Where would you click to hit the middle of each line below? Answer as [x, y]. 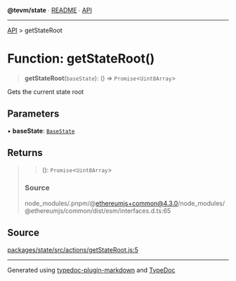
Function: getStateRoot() [81, 59]
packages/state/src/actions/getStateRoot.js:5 [73, 249]
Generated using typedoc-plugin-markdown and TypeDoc [91, 270]
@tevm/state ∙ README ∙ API [50, 10]
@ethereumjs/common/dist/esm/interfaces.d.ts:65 [98, 211]
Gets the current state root [46, 91]
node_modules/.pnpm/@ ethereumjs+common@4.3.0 [101, 203]
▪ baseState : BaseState [41, 131]
